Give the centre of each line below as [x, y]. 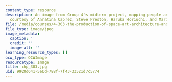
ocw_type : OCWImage [26, 57]
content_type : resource [31, 10]
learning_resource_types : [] [36, 52]
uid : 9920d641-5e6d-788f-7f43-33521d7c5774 [52, 72]
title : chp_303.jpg [26, 67]
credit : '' [21, 43]
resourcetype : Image [27, 62]
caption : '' [23, 39]
